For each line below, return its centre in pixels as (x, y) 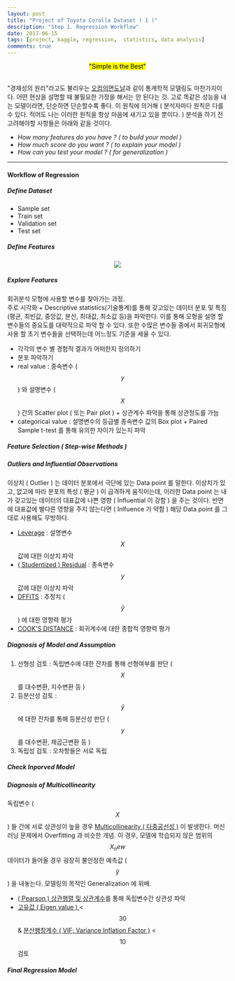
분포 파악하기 (35, 357)
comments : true (29, 46)
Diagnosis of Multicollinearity (51, 785)
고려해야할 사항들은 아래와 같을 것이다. (59, 123)
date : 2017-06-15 (33, 33)
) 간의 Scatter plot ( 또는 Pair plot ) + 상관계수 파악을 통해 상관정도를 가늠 (118, 412)
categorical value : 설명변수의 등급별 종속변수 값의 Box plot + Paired (112, 421)
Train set (30, 216)
